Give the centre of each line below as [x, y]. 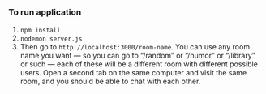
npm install [40, 31]
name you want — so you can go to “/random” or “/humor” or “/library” [137, 56]
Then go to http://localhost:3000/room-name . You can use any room [135, 47]
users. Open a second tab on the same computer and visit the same [133, 73]
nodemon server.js [51, 39]
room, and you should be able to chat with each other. [110, 81]
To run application [45, 12]
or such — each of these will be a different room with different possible [139, 64]
